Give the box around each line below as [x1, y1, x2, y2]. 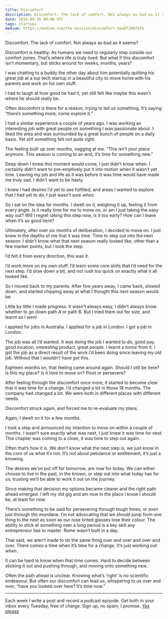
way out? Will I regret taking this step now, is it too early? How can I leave [5, 213, 156, 219]
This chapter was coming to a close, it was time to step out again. [5, 436, 140, 442]
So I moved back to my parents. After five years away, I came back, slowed [5, 283, 160, 289]
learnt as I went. [5, 314, 38, 320]
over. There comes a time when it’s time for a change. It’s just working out [5, 542, 157, 549]
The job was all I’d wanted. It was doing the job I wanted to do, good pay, [5, 339, 155, 345]
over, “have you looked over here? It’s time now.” [5, 583, 105, 589]
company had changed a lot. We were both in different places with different [5, 390, 161, 396]
